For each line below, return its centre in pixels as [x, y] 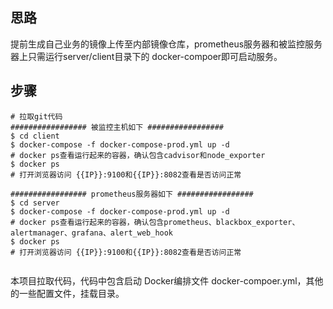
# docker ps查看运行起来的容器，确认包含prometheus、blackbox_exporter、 [155, 222]
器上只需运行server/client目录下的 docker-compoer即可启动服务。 [146, 56]
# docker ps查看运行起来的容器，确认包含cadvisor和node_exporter [138, 155]
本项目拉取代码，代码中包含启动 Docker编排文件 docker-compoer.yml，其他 [167, 280]
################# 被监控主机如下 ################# [117, 127]
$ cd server [35, 203]
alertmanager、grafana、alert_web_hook [92, 233]
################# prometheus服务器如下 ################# [132, 194]
